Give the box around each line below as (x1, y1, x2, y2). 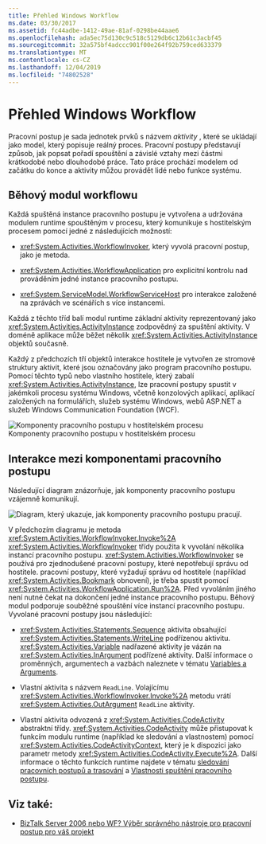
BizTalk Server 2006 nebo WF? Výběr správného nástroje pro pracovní (19, 819, 252, 828)
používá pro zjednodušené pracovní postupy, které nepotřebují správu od (8, 559, 249, 569)
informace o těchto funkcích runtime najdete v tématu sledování (19, 757, 229, 767)
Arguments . (19, 667, 58, 677)
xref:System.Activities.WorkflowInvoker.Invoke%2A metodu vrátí (19, 691, 232, 701)
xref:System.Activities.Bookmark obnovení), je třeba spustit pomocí (8, 576, 229, 585)
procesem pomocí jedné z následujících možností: (8, 226, 172, 236)
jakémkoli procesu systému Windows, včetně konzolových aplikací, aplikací (8, 388, 256, 398)
